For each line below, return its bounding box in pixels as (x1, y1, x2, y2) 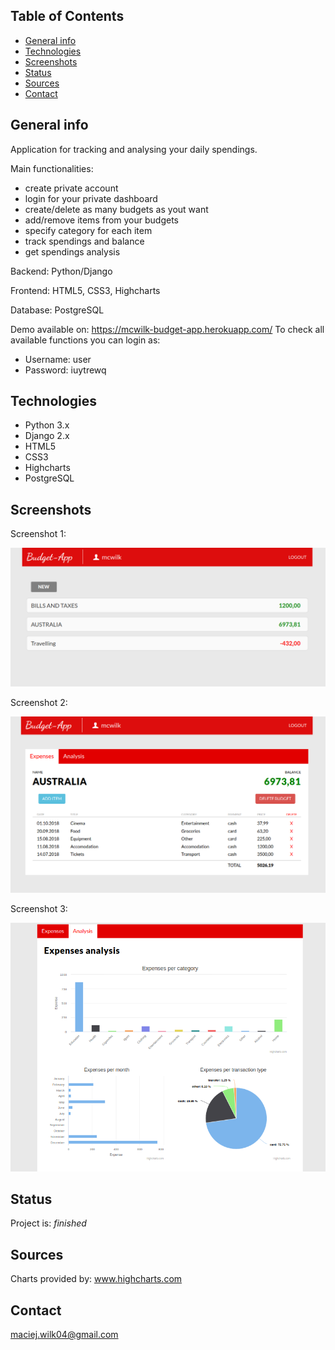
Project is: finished (10, 1217, 87, 1229)
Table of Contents (10, 8, 125, 25)
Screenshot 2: (10, 696, 68, 708)
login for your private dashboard (24, 192, 158, 204)
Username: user (24, 353, 92, 365)
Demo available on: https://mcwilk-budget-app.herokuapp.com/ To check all (10, 323, 325, 335)
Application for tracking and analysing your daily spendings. (10, 143, 258, 155)
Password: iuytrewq (24, 364, 107, 376)
